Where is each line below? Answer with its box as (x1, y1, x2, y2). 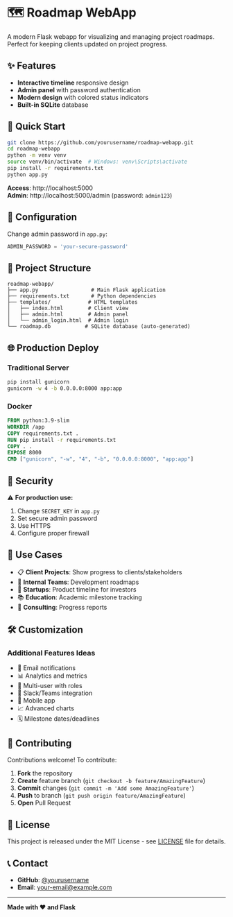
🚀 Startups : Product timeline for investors (17, 585, 137, 593)
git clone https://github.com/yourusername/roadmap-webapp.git (7, 139, 194, 146)
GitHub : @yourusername (17, 875, 89, 884)
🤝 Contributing (7, 737, 72, 749)
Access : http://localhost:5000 (7, 184, 94, 192)
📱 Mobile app (17, 696, 55, 705)
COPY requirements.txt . (7, 430, 79, 437)
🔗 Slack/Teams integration (17, 689, 93, 697)
